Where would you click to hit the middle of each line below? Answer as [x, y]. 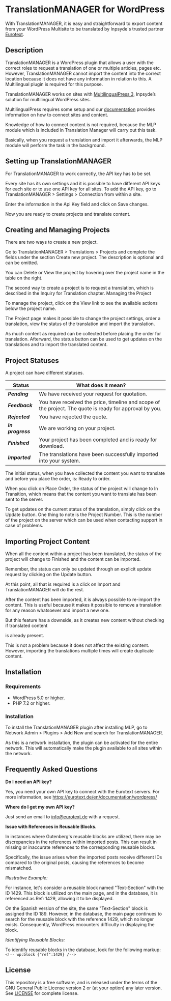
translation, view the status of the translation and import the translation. [80, 324]
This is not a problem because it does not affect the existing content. [77, 645]
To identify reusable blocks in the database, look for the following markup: [83, 950]
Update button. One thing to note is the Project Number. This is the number [84, 514]
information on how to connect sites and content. [57, 115]
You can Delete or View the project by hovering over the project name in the [85, 273]
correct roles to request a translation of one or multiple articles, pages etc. [83, 68]
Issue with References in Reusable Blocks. [51, 826]
